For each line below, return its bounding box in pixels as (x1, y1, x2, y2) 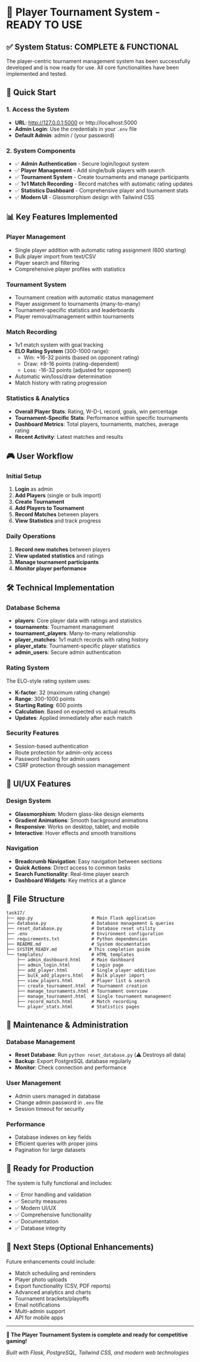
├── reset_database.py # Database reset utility (6, 925, 156, 931)
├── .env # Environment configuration (6, 930, 164, 937)
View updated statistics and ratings (14, 552, 104, 559)
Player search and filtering (14, 259, 80, 266)
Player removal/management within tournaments (14, 312, 135, 320)
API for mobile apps (14, 1314, 64, 1321)
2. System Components (6, 146, 76, 154)
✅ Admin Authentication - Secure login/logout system (14, 160, 149, 167)
